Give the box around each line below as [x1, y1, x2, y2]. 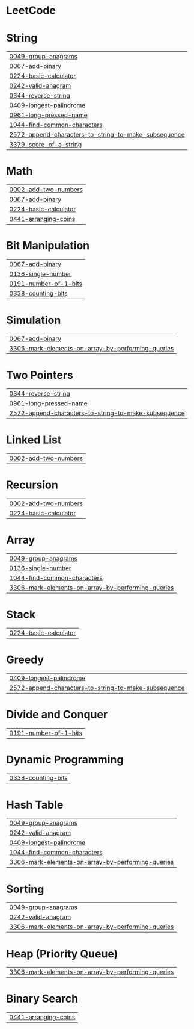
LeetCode [6, 4, 56, 17]
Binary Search [6, 992, 79, 1006]
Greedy [6, 653, 44, 666]
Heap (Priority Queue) [6, 947, 118, 960]
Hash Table [6, 798, 64, 812]
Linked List [6, 433, 62, 447]
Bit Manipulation [6, 239, 90, 253]
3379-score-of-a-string [9, 140, 82, 149]
